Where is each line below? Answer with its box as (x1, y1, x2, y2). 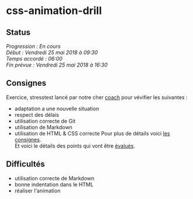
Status (6, 27, 31, 37)
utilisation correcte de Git (14, 117, 76, 124)
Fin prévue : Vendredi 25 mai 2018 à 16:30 (6, 61, 108, 68)
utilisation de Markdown (14, 124, 73, 131)
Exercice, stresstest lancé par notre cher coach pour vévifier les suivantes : (6, 93, 188, 100)
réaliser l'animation (14, 187, 61, 194)
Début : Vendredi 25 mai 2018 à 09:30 (6, 49, 98, 56)
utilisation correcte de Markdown (14, 174, 95, 181)
